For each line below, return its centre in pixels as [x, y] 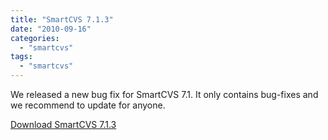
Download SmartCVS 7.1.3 [63, 124]
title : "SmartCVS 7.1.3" [62, 19]
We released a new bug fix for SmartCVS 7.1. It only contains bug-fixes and [164, 94]
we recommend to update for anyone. [88, 105]
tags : [21, 57]
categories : [35, 38]
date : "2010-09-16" [51, 29]
